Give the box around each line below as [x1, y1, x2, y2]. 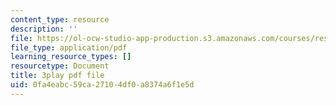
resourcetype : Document [10, 61, 110, 71]
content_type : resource [10, 14, 110, 25]
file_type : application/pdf [10, 42, 128, 53]
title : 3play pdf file [10, 71, 105, 81]
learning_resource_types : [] [10, 52, 132, 62]
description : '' [10, 24, 78, 34]
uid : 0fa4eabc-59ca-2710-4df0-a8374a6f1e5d [10, 80, 195, 90]
